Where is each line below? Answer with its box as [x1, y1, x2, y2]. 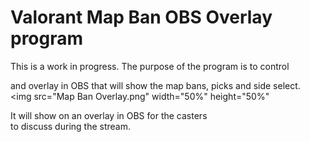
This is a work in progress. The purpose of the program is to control [10, 60, 290, 72]
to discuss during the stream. [10, 120, 131, 132]
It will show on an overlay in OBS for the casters [10, 109, 208, 121]
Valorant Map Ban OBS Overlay [10, 6, 273, 29]
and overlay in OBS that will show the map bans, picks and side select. [10, 79, 301, 91]
